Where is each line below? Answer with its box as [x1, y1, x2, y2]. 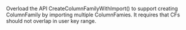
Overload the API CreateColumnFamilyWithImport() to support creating [6, 5, 178, 12]
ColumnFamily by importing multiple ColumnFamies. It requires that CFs [6, 11, 181, 18]
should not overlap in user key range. [6, 18, 97, 24]
